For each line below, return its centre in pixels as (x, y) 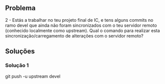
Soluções (20, 51)
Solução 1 (17, 65)
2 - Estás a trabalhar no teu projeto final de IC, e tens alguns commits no (79, 20)
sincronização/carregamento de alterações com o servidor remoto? (74, 36)
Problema (20, 8)
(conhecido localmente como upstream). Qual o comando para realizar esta (82, 30)
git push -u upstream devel (33, 76)
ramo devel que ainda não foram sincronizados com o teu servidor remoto (81, 25)
